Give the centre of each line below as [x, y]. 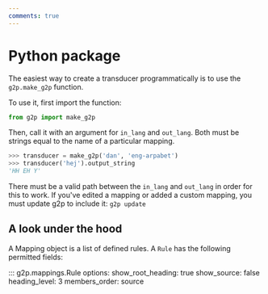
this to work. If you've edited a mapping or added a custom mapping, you [130, 195]
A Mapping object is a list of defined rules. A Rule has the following [120, 248]
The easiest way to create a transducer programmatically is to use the [125, 78]
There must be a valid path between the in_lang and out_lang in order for [130, 187]
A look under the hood [65, 229]
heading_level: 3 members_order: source [76, 281]
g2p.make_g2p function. [46, 86]
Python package [65, 55]
